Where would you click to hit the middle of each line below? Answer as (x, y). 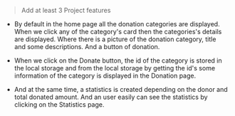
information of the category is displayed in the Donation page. (105, 75)
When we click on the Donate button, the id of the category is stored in (118, 60)
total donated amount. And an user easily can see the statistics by (111, 97)
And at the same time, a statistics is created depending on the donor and (121, 89)
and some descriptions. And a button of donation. (87, 47)
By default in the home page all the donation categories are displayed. (117, 24)
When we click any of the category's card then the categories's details (118, 32)
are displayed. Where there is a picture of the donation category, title (115, 39)
